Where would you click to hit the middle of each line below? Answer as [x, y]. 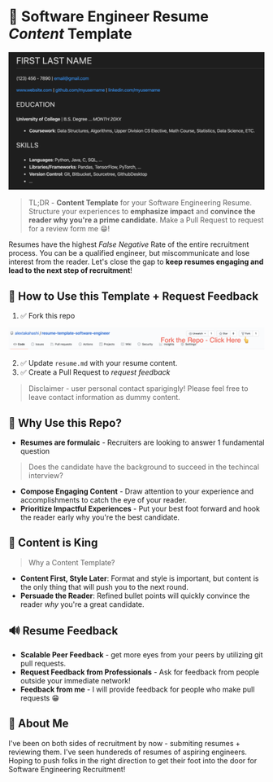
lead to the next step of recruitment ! [70, 270]
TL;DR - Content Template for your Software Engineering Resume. [140, 203]
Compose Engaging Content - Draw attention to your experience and [137, 491]
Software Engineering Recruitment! [67, 769]
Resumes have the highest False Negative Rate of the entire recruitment [129, 244]
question [35, 451]
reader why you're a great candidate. [82, 604]
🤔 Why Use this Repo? [65, 423]
